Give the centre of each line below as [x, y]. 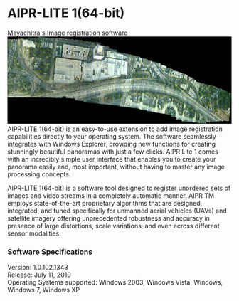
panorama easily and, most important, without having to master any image [116, 167]
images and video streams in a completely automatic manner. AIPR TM [111, 195]
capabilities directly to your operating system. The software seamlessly [112, 136]
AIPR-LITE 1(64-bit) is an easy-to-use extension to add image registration [115, 129]
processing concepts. [39, 174]
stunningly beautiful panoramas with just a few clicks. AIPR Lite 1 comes [113, 152]
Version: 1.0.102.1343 [38, 268]
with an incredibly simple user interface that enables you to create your [112, 159]
